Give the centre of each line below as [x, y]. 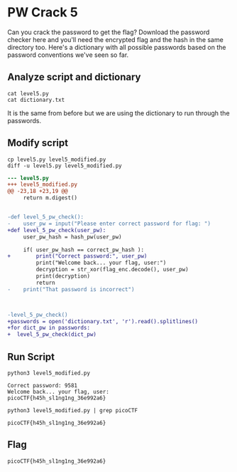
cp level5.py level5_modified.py [57, 159]
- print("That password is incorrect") [71, 289]
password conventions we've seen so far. [68, 55]
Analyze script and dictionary [74, 77]
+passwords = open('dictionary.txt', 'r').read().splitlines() [103, 321]
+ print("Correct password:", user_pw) [77, 256]
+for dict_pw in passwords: [49, 328]
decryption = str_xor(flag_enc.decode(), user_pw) [112, 270]
